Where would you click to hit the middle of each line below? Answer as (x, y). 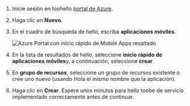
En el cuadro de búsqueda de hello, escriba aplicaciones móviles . (94, 32)
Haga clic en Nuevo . (37, 20)
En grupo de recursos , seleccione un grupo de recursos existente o (96, 73)
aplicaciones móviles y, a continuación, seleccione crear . (83, 61)
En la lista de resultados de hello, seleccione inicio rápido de (87, 55)
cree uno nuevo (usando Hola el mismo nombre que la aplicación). (94, 79)
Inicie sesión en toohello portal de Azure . (62, 9)
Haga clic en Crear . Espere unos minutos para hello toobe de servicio (98, 91)
